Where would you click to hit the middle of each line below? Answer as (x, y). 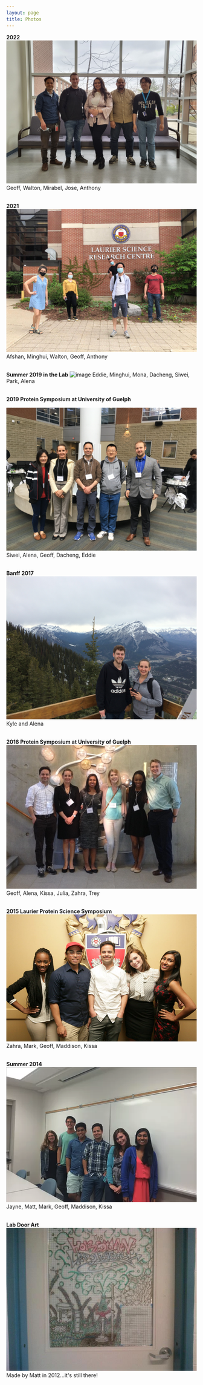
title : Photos (24, 19)
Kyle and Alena (25, 724)
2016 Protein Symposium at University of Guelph (69, 742)
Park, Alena (21, 381)
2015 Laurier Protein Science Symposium (59, 911)
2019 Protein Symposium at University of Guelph (69, 399)
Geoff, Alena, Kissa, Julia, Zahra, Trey (53, 893)
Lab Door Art (23, 1225)
